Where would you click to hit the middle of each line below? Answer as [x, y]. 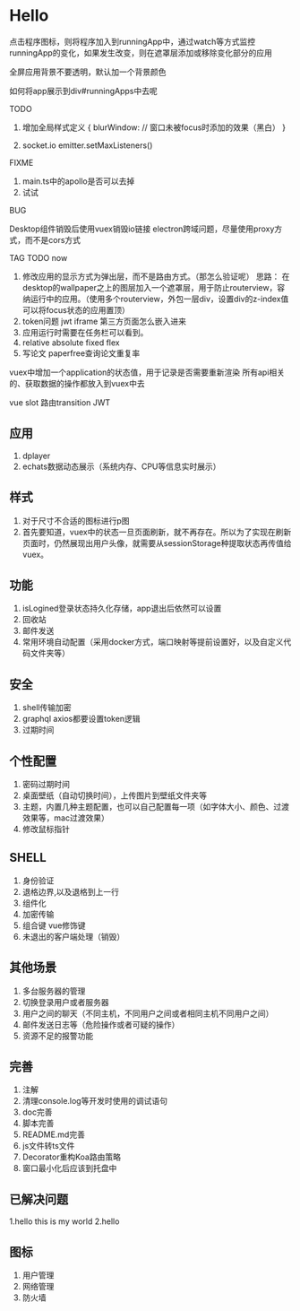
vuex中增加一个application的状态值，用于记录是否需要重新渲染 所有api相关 [147, 372]
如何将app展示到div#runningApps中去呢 [84, 91]
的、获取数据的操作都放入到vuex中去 [77, 383]
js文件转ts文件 [48, 1146]
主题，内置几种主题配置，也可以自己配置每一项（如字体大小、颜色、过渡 [155, 807]
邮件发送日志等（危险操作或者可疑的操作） [101, 1024]
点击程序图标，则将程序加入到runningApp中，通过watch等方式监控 [133, 41]
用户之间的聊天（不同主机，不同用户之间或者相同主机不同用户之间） [148, 1013]
